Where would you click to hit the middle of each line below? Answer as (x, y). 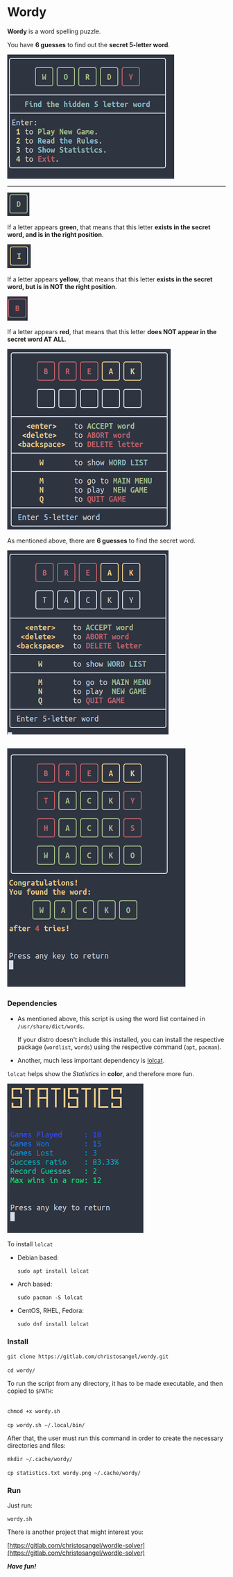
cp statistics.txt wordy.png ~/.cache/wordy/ (74, 1473)
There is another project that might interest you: (76, 1532)
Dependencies (32, 1003)
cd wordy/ (21, 1370)
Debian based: (38, 1257)
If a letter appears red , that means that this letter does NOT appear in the (112, 331)
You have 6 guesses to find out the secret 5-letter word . (88, 44)
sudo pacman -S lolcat (50, 1297)
